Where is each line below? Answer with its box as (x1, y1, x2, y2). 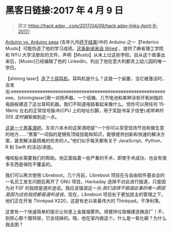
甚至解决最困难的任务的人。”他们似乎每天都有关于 (14, 137, 118, 143)
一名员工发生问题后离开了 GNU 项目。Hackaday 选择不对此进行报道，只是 (5, 178, 162, 184)
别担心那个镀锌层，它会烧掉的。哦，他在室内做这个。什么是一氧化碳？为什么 (5, 215, 167, 221)
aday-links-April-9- (117, 23, 158, 29)
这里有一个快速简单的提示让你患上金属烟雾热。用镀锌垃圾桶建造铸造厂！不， (5, 208, 167, 215)
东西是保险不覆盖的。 (9, 161, 55, 167)
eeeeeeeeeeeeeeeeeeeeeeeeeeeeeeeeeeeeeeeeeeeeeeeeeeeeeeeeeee (11, 88, 165, 94)
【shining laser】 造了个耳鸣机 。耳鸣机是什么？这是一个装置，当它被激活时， (5, 75, 167, 81)
